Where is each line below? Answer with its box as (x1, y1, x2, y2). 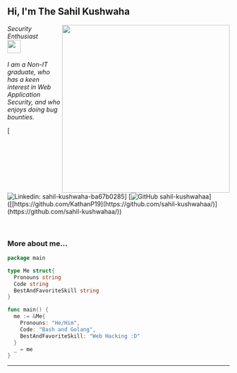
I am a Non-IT (7, 60, 48, 69)
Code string (13, 280, 49, 288)
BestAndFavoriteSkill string (13, 287, 99, 294)
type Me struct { (7, 267, 55, 274)
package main (7, 254, 46, 262)
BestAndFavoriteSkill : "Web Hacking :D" (20, 332, 140, 340)
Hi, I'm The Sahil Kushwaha (7, 6, 130, 18)
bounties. (7, 112, 35, 121)
